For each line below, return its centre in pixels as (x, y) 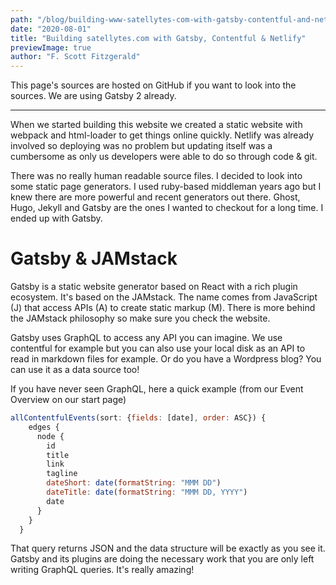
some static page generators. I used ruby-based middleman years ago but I (166, 187)
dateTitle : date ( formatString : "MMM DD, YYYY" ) (147, 492)
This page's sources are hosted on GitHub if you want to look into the (153, 85)
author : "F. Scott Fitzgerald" (75, 57)
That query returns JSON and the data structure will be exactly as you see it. (168, 548)
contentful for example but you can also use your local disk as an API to (158, 348)
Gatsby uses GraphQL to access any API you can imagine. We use (146, 338)
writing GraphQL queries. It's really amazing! (102, 570)
